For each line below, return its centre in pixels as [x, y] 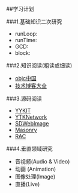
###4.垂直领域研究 [29, 149]
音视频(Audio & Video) [42, 161]
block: [22, 53]
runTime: [26, 40]
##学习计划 [20, 9]
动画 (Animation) [35, 169]
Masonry [26, 130]
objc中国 [26, 78]
